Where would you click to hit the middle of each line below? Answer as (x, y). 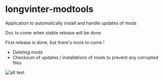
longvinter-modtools (50, 9)
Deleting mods (28, 52)
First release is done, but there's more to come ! (55, 42)
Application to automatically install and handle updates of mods (71, 23)
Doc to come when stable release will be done (53, 32)
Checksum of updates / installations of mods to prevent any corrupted (85, 57)
